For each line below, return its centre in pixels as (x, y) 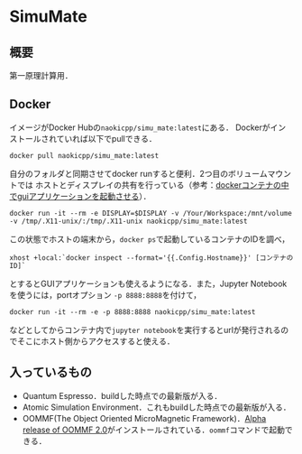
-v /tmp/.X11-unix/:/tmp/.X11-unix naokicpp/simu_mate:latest (128, 221)
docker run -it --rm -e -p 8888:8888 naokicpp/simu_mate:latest (133, 312)
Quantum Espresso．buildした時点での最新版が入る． (122, 395)
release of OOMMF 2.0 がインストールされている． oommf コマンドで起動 (154, 430)
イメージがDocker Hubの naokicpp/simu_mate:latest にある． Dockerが (140, 127)
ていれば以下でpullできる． (106, 138)
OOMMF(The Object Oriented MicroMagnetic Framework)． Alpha (144, 418)
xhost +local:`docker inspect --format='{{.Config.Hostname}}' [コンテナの (151, 258)
